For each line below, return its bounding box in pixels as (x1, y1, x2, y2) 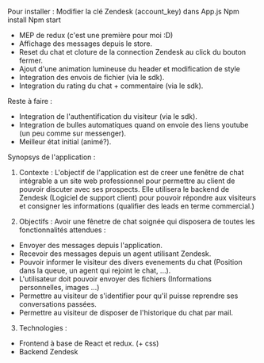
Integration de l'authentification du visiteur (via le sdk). (18, 112, 197, 121)
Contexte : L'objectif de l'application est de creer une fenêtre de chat (18, 168, 244, 177)
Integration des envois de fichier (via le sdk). (18, 73, 165, 82)
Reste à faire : (7, 97, 53, 105)
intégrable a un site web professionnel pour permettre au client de (18, 176, 235, 185)
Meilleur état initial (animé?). (18, 137, 112, 146)
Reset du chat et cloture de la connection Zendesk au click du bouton (18, 48, 247, 56)
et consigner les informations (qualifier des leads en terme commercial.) (18, 201, 255, 211)
